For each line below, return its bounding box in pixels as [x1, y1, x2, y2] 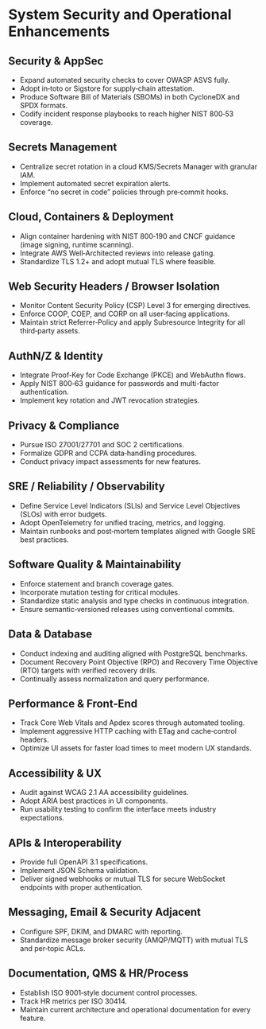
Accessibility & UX [8, 766, 102, 780]
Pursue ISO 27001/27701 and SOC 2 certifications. [19, 440, 185, 450]
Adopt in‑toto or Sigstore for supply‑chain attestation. [19, 84, 195, 93]
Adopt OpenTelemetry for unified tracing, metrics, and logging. [19, 517, 226, 527]
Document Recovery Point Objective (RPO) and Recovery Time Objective [19, 657, 258, 666]
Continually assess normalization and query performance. [19, 674, 210, 684]
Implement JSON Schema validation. [19, 865, 141, 875]
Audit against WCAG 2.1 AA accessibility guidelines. [19, 788, 189, 797]
